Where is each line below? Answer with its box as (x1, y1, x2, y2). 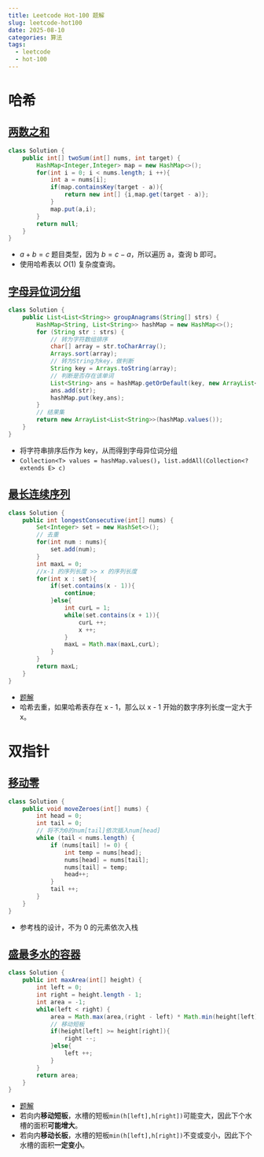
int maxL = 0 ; (36, 560, 82, 568)
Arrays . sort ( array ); (49, 350, 118, 358)
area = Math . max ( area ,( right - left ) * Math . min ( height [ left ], (49, 1012, 262, 1021)
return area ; (36, 1071, 79, 1079)
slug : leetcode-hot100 (8, 19, 82, 27)
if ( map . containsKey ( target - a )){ (49, 183, 163, 191)
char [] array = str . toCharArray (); (49, 343, 167, 351)
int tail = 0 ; (36, 820, 82, 827)
